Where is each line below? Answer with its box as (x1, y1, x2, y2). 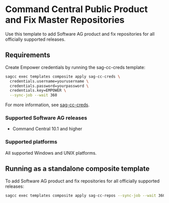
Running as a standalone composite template (5, 165, 150, 173)
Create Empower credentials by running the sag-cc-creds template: (5, 64, 146, 70)
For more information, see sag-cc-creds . (5, 102, 90, 108)
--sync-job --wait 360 (10, 93, 57, 98)
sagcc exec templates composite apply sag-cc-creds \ (5, 74, 121, 79)
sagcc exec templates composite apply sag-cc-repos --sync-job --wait (5, 193, 156, 198)
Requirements (5, 51, 50, 59)
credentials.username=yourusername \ (10, 79, 89, 84)
